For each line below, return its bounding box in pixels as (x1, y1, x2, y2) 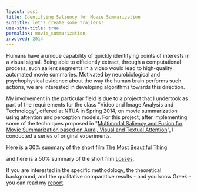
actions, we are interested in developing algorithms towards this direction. (6, 84, 185, 90)
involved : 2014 (6, 36, 44, 42)
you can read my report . (6, 179, 65, 186)
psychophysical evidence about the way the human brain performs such (6, 77, 182, 84)
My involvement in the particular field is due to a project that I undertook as (6, 95, 188, 102)
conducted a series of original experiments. (6, 133, 112, 139)
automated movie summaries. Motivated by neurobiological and (6, 71, 161, 78)
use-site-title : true (6, 25, 59, 31)
